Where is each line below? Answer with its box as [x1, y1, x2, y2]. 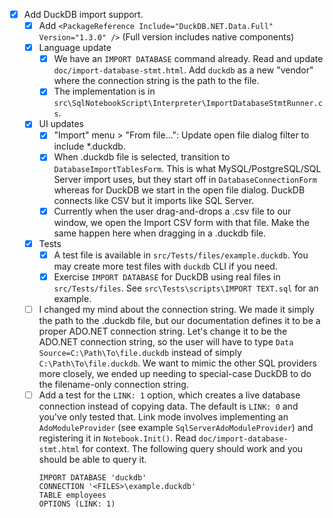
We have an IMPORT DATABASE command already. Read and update [53, 53, 324, 65]
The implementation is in [53, 85, 156, 98]
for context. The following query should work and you [81, 442, 304, 454]
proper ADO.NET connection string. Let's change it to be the [38, 325, 288, 337]
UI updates [38, 118, 84, 130]
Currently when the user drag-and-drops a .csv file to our [53, 205, 292, 217]
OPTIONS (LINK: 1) [38, 499, 116, 509]
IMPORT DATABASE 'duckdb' [38, 472, 147, 483]
